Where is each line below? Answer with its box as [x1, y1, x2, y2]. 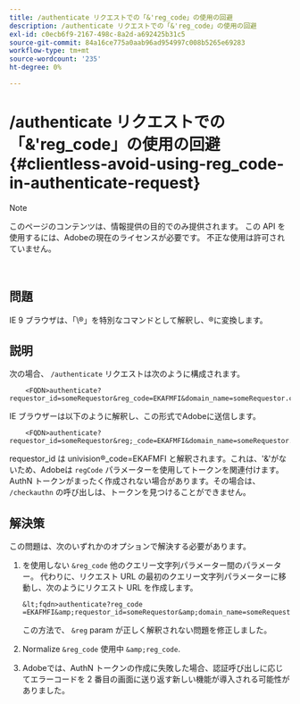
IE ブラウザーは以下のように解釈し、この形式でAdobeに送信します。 [9, 411, 262, 422]
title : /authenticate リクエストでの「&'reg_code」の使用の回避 [9, 13, 234, 22]
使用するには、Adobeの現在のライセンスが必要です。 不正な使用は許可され [9, 231, 286, 242]
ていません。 [9, 243, 56, 254]
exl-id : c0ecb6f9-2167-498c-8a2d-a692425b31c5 [9, 29, 186, 38]
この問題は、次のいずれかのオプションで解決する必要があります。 [9, 541, 252, 552]
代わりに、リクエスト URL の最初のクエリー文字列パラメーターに [39, 571, 279, 582]
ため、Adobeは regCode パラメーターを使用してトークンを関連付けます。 [16, 465, 284, 475]
